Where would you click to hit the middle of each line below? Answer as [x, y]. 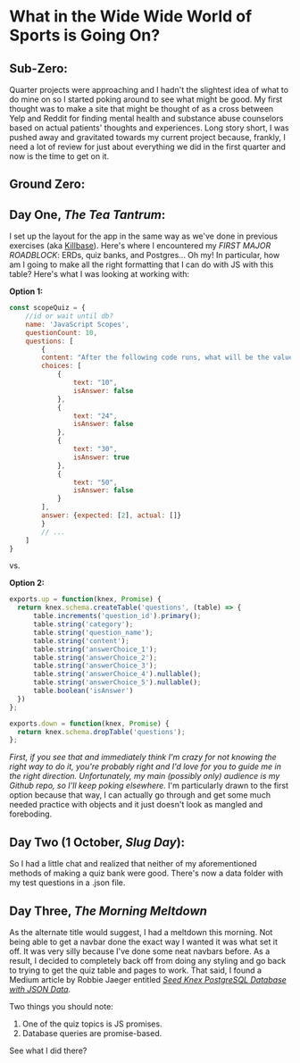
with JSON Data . [40, 989]
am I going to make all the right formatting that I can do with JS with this [142, 264]
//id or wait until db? [70, 316]
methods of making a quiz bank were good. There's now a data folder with [146, 874]
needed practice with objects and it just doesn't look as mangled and [136, 805]
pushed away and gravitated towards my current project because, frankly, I [147, 137]
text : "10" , [95, 383]
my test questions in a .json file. [67, 883]
